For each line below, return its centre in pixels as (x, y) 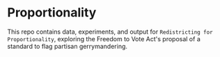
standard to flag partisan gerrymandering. (67, 46)
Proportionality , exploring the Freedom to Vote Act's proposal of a (104, 38)
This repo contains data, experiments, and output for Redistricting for (110, 32)
